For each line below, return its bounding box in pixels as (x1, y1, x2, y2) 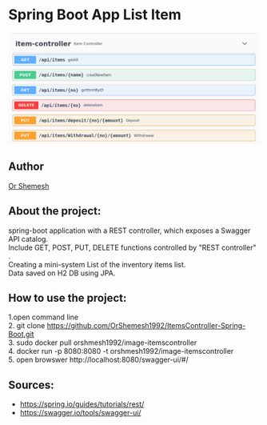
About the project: (8, 204, 102, 218)
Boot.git (8, 330, 34, 339)
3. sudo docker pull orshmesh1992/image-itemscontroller (8, 338, 197, 347)
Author (8, 160, 44, 174)
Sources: (8, 378, 54, 391)
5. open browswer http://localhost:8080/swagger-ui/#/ (8, 355, 189, 365)
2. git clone (8, 321, 46, 331)
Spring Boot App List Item (8, 6, 181, 24)
